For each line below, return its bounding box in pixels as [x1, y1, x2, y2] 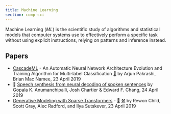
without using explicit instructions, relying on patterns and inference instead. [5, 37, 166, 43]
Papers [5, 51, 29, 60]
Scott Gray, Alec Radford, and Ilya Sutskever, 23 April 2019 [12, 103, 136, 109]
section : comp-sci [5, 12, 44, 17]
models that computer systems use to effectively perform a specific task [5, 32, 158, 38]
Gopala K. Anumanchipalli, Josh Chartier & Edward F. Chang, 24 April [12, 87, 159, 93]
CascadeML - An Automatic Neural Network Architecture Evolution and [12, 65, 162, 71]
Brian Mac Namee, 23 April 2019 [12, 76, 81, 82]
